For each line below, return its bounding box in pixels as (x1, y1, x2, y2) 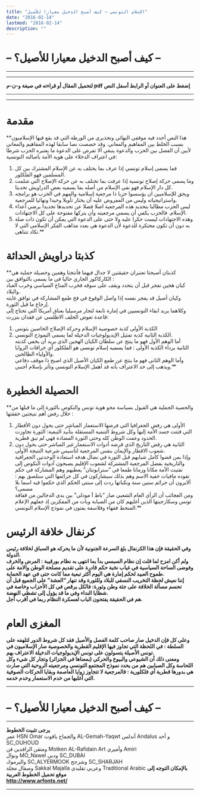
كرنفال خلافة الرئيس (6, 525, 95, 538)
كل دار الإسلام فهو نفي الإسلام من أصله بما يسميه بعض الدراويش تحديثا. (14, 183, 173, 191)
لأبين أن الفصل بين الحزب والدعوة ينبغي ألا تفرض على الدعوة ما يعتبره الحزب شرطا (6, 147, 192, 154)
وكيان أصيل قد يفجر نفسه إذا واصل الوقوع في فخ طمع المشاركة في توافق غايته (6, 294, 182, 302)
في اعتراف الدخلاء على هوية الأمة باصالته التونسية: (6, 153, 117, 160)
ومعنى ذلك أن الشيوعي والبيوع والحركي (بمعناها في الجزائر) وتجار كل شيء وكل (6, 655, 180, 662)
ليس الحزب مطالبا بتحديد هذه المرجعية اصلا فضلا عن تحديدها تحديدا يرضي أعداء (14, 203, 190, 210)
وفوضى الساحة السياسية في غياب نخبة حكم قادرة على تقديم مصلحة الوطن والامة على (6, 564, 193, 571)
